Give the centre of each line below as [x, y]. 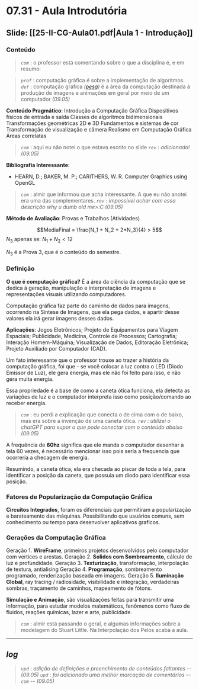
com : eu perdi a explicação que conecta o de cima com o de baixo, [102, 414]
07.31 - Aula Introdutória [67, 11]
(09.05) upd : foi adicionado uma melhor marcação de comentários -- [106, 675]
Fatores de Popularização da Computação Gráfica [79, 497]
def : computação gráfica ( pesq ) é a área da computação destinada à [105, 86]
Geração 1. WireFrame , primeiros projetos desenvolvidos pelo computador [97, 551]
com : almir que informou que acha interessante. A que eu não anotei [104, 194]
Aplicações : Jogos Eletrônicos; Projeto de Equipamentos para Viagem [92, 329]
